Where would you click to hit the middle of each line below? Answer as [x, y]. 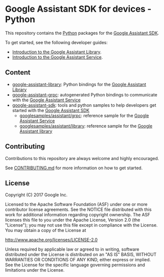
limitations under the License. [35, 270]
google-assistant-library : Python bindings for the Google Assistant [79, 84]
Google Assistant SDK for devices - [78, 9]
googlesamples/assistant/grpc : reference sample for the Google [84, 115]
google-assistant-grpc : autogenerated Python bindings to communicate [85, 94]
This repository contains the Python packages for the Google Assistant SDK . [82, 33]
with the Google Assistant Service [46, 100]
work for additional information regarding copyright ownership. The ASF [78, 215]
